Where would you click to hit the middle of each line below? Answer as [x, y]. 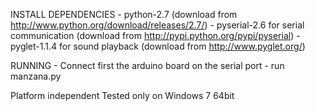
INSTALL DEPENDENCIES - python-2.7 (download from [124, 14]
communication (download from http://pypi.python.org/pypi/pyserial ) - [155, 35]
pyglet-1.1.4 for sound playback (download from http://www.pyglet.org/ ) [158, 46]
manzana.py [36, 76]
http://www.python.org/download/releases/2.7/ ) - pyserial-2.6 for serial [157, 25]
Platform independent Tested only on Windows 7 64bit [122, 95]
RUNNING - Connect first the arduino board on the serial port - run [147, 65]
